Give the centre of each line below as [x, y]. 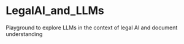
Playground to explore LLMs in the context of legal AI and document [92, 28]
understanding [24, 34]
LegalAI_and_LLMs [55, 11]
